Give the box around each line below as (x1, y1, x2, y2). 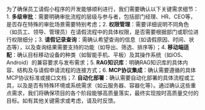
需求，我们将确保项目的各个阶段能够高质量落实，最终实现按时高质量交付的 (11, 89, 199, 97)
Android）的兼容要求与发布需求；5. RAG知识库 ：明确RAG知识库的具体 (6, 59, 183, 66)
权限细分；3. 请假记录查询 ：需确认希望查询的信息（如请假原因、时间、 (11, 36, 189, 43)
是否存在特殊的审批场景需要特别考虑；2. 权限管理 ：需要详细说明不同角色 (6, 21, 189, 28)
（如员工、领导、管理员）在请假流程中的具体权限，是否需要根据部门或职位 (6, 28, 193, 35)
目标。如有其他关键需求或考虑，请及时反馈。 (6, 97, 119, 104)
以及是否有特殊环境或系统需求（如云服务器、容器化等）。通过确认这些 (16, 82, 191, 89)
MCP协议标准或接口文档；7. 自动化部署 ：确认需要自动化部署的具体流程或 (6, 74, 190, 81)
